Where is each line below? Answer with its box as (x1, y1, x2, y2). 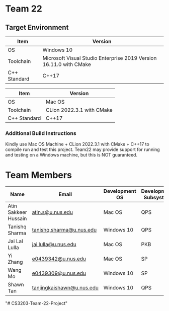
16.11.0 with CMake (42, 61, 92, 68)
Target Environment (5, 23, 69, 32)
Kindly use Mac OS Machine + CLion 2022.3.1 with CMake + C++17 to (5, 141, 149, 147)
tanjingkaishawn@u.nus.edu (32, 284, 99, 291)
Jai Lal (8, 238, 24, 245)
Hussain (8, 215, 27, 222)
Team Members (5, 170, 72, 181)
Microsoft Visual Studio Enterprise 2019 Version (42, 55, 157, 61)
